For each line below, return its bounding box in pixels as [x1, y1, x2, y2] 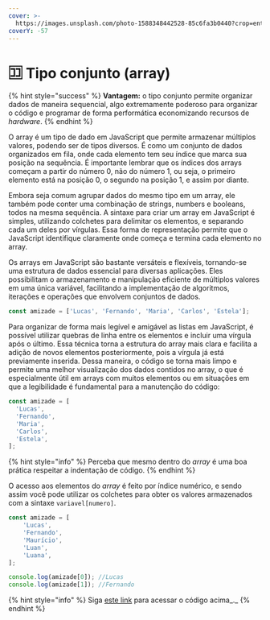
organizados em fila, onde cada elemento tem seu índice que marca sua [8, 150, 247, 159]
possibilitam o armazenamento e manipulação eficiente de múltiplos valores [8, 275, 260, 284]
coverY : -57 [8, 27, 48, 35]
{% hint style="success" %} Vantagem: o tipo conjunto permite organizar [8, 91, 253, 101]
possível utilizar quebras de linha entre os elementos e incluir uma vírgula [8, 331, 252, 341]
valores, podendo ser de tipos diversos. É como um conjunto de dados [8, 141, 243, 151]
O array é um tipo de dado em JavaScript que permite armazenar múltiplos [8, 132, 256, 142]
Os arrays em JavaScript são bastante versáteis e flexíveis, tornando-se [8, 258, 247, 267]
